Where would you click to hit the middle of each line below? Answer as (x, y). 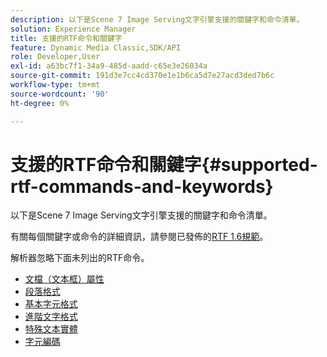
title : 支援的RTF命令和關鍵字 (66, 38)
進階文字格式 (51, 317)
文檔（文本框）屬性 (64, 279)
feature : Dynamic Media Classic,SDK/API (96, 47)
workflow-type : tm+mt (55, 85)
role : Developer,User (55, 57)
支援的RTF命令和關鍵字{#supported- (164, 164)
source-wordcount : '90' (60, 94)
